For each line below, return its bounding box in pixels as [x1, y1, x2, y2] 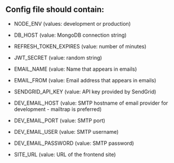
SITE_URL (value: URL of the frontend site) [13, 151, 116, 158]
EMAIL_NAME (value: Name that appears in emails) [13, 65, 137, 72]
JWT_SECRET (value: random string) [13, 54, 103, 61]
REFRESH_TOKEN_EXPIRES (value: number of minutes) [13, 43, 147, 50]
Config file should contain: [5, 5, 105, 15]
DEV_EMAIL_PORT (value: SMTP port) [13, 117, 106, 124]
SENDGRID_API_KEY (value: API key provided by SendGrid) [13, 88, 156, 95]
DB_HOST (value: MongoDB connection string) [13, 32, 127, 39]
